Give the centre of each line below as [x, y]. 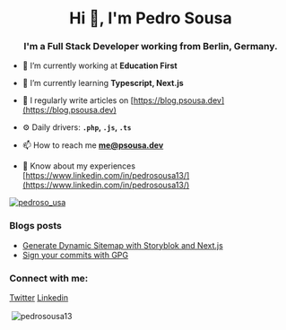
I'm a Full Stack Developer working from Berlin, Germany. [151, 47]
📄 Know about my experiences [79, 166]
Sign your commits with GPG [75, 255]
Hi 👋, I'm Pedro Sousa [151, 18]
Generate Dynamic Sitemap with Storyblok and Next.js [123, 245]
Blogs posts [36, 226]
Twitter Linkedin [39, 298]
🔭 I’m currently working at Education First [100, 65]
